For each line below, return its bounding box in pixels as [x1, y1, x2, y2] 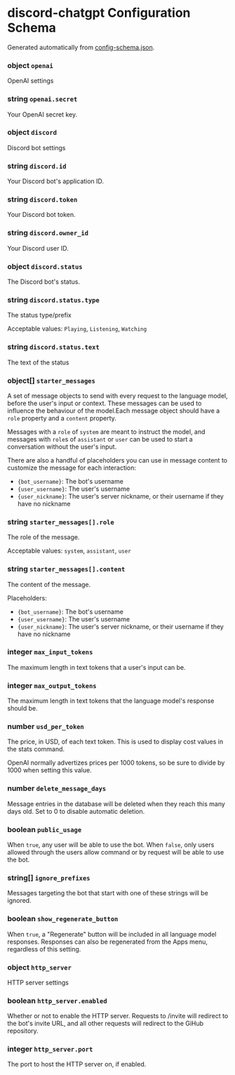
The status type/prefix [7, 311, 72, 319]
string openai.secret [7, 94, 78, 104]
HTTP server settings [7, 978, 69, 987]
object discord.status [7, 261, 83, 271]
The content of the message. [7, 580, 91, 588]
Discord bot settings [7, 143, 66, 152]
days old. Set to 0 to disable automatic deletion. [7, 807, 145, 815]
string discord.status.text [7, 342, 100, 352]
